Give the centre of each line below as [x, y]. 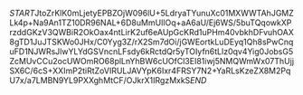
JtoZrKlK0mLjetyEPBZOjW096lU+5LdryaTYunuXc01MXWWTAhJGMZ [164, 13]
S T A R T [22, 13]
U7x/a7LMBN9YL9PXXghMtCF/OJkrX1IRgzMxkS [100, 80]
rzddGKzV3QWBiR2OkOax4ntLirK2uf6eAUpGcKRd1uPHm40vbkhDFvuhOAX [151, 32]
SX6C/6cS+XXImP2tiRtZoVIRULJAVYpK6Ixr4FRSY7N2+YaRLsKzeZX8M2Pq [150, 71]
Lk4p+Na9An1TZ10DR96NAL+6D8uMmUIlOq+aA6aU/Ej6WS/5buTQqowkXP [151, 23]
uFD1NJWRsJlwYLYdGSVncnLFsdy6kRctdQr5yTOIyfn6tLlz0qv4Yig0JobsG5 [151, 52]
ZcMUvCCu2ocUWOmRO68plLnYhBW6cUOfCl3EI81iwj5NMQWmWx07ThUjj [152, 61]
